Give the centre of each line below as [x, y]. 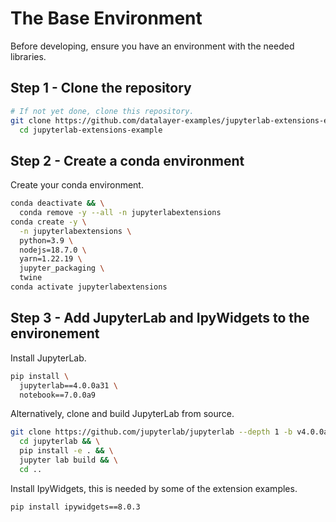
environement [55, 333]
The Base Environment [106, 18]
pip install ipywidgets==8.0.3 [75, 507]
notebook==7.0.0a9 [58, 395]
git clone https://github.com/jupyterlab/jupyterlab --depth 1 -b [151, 432]
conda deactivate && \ [57, 203]
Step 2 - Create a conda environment [127, 160]
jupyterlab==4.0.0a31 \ [68, 385]
